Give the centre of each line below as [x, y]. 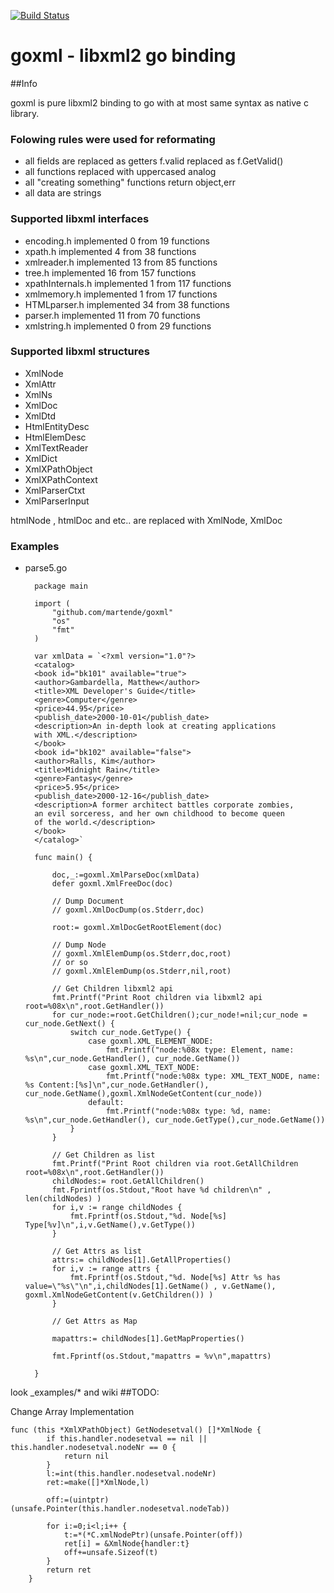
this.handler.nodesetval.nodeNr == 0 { [93, 1448]
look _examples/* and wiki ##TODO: [85, 1392]
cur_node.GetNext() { [69, 1024]
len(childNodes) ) [63, 1199]
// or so [70, 963]
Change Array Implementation [72, 1412]
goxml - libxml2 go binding [123, 56]
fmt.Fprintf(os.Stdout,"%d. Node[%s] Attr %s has [175, 1278]
